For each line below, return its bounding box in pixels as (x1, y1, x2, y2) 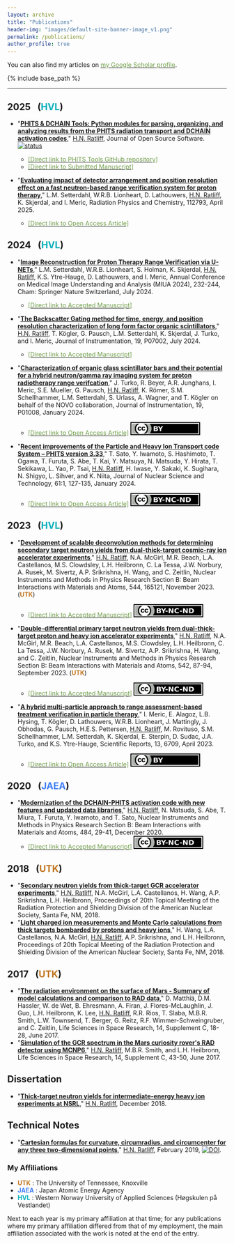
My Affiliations (7, 1162, 58, 1172)
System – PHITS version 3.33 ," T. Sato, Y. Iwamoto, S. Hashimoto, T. (17, 450, 216, 458)
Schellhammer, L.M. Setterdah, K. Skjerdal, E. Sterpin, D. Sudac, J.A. (17, 732, 214, 740)
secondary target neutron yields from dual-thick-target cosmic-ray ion (17, 546, 227, 554)
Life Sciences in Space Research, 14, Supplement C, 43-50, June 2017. (17, 1053, 221, 1061)
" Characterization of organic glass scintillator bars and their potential (17, 363, 223, 372)
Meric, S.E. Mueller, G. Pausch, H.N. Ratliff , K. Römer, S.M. (17, 385, 185, 394)
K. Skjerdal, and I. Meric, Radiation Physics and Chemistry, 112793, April (17, 198, 224, 206)
